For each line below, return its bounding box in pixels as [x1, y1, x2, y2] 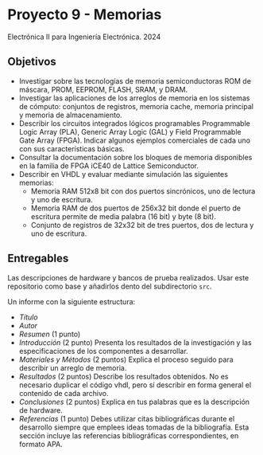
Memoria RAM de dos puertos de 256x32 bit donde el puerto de [30, 203, 242, 213]
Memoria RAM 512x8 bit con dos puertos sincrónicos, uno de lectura [30, 186, 256, 196]
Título [18, 312, 38, 322]
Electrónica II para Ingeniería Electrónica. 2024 [7, 32, 161, 41]
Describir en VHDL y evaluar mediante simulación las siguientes [18, 169, 228, 178]
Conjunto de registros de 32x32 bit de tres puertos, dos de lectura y [30, 220, 254, 229]
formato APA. [18, 439, 63, 449]
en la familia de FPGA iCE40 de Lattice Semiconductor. [18, 161, 199, 171]
